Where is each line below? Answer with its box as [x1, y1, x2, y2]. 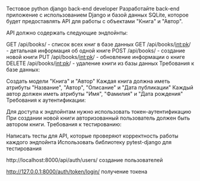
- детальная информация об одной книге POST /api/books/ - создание [6, 47, 186, 54]
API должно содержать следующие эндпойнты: [6, 29, 128, 36]
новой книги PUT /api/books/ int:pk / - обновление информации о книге [6, 54, 185, 60]
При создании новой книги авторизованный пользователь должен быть [6, 114, 190, 121]
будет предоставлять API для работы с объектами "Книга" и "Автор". [6, 18, 183, 24]
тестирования [6, 145, 42, 152]
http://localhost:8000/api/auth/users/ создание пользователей [6, 157, 163, 163]
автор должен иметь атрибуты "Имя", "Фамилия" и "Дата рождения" [6, 90, 183, 97]
